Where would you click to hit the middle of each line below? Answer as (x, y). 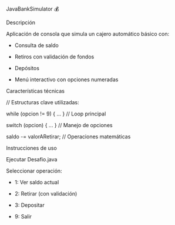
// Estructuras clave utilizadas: (43, 102)
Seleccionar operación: (34, 171)
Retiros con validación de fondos (54, 57)
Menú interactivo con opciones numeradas (66, 80)
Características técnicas (35, 91)
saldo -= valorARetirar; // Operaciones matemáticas (68, 137)
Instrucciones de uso (31, 148)
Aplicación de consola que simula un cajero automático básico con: (87, 34)
